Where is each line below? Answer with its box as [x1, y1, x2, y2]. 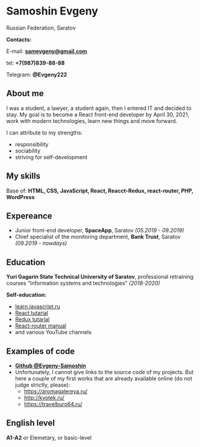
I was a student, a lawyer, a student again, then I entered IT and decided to [6, 104, 192, 112]
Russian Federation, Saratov [6, 24, 77, 31]
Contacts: [6, 36, 32, 43]
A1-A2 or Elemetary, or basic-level [6, 434, 92, 441]
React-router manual [14, 322, 66, 329]
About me [6, 89, 44, 99]
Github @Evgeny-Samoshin [14, 362, 86, 369]
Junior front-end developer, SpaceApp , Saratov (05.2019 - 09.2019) [14, 227, 184, 234]
